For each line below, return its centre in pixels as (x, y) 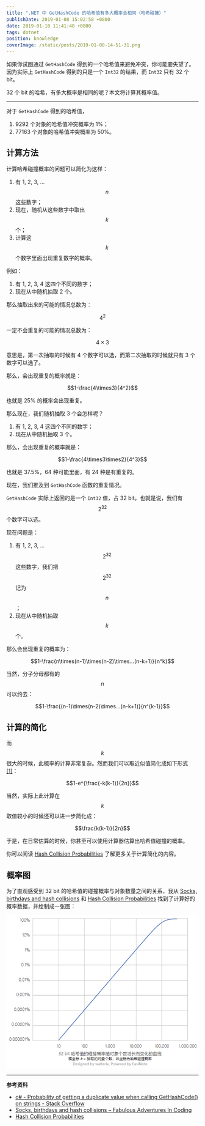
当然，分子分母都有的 (33, 674)
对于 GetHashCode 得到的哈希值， (47, 111)
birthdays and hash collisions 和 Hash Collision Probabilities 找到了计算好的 (101, 898)
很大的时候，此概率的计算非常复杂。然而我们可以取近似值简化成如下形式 (97, 763)
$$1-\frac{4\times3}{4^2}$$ (103, 388)
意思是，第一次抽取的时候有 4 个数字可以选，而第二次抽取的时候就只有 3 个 (101, 355)
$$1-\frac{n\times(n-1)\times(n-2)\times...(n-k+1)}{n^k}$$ (103, 661)
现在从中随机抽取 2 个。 (45, 291)
